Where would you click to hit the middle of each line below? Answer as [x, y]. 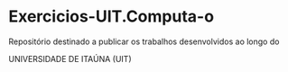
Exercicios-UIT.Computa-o [111, 17]
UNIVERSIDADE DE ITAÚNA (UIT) [70, 58]
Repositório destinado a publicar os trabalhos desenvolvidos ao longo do [144, 41]
